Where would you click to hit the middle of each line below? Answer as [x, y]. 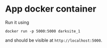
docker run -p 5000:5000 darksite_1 [43, 31]
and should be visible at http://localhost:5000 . [54, 40]
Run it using [17, 22]
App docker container [51, 9]
